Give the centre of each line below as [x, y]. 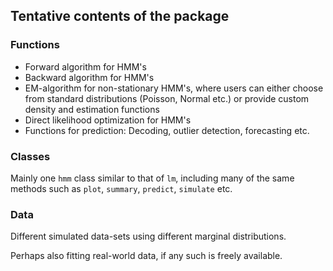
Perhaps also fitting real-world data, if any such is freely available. [146, 256]
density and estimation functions [92, 109]
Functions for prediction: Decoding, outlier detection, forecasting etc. [167, 130]
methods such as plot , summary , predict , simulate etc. [121, 188]
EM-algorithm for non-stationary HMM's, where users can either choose [174, 88]
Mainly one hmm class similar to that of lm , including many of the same [152, 178]
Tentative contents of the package [120, 16]
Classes [30, 156]
